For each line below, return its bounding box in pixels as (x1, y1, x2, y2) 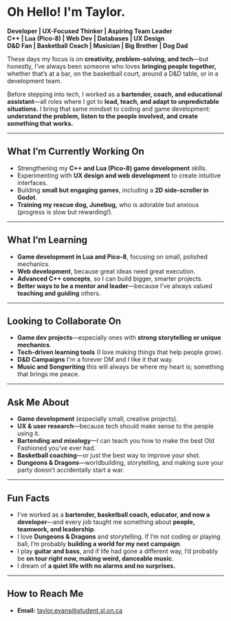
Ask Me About (7, 396, 69, 408)
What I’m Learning (7, 235, 88, 246)
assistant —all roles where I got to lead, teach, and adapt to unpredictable (7, 97, 219, 105)
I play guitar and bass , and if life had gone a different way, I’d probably (16, 547, 219, 555)
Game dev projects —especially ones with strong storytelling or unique (16, 334, 221, 342)
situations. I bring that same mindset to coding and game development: (7, 105, 211, 113)
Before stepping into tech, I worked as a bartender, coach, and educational (7, 90, 222, 98)
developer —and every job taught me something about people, (16, 518, 195, 526)
